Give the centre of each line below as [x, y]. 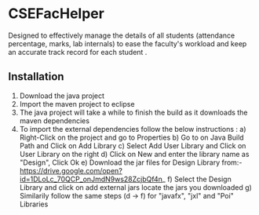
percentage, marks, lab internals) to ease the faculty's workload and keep [128, 43]
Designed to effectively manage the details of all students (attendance [122, 35]
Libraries [34, 204]
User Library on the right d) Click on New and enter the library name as [134, 154]
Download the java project [62, 96]
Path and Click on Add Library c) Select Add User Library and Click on [133, 145]
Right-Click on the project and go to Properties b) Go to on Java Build [132, 137]
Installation [36, 77]
